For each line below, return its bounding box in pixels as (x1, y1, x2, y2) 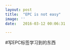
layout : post (5, 7, 32, 12)
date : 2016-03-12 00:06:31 (5, 21, 66, 26)
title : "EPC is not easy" (5, 12, 61, 17)
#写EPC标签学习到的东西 (5, 40, 56, 46)
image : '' (5, 16, 26, 21)
